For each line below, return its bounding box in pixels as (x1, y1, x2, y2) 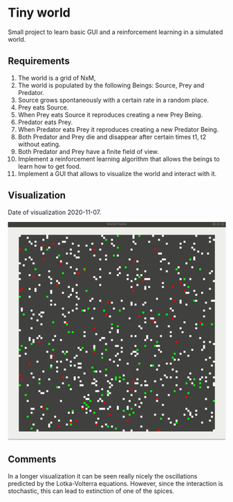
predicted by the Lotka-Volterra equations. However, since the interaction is (8, 479, 223, 487)
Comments (8, 453, 57, 465)
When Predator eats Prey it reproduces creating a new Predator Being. (17, 125, 219, 133)
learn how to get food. (17, 162, 82, 171)
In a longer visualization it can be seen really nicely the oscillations (8, 471, 198, 480)
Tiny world (8, 5, 71, 21)
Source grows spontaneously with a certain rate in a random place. (17, 96, 209, 104)
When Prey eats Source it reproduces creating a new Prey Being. (17, 110, 203, 119)
